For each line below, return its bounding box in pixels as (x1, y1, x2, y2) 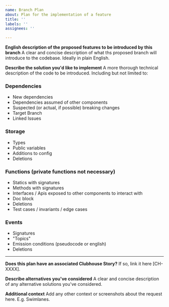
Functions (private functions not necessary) (5, 168, 116, 175)
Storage (5, 128, 25, 135)
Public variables (12, 144, 46, 151)
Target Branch (12, 110, 42, 116)
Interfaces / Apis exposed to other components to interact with (12, 190, 143, 196)
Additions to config (12, 150, 52, 156)
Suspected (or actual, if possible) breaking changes (12, 105, 120, 111)
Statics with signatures (12, 180, 60, 186)
